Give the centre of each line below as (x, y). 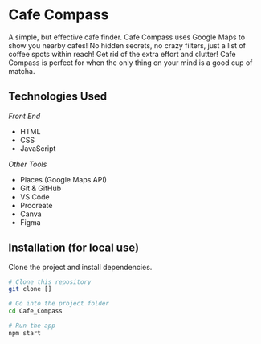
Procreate (36, 205)
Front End (24, 116)
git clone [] (30, 289)
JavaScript (38, 148)
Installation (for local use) (73, 248)
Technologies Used (57, 97)
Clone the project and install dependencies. (80, 267)
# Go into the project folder (59, 304)
